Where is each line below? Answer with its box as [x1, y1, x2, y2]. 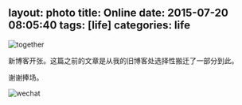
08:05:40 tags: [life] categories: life [8, 19, 191, 32]
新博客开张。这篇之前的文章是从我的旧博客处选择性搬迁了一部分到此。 [8, 55, 239, 66]
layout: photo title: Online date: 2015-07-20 [8, 6, 228, 20]
